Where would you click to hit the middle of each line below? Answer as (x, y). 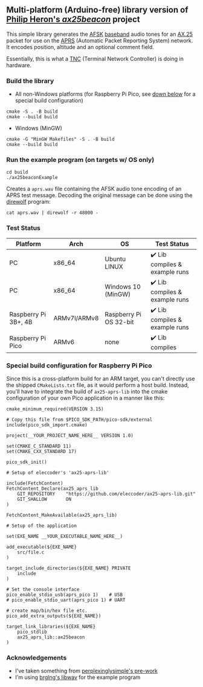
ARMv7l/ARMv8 (76, 318)
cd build (17, 172)
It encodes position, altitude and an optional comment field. (80, 47)
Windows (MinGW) (38, 128)
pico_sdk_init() (27, 462)
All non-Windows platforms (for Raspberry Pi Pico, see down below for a (105, 94)
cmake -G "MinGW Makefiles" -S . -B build (60, 139)
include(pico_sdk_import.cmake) (47, 425)
